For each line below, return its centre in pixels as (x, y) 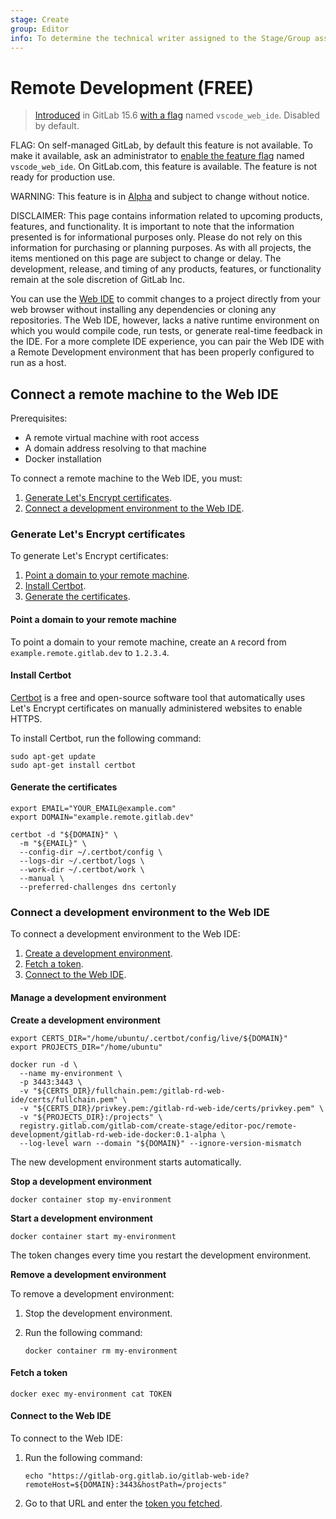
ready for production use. (63, 177)
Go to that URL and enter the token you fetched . (123, 1503)
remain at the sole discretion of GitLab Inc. (97, 280)
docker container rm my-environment (101, 1351)
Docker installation (63, 459)
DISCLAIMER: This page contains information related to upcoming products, (166, 216)
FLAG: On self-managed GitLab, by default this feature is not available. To (161, 145)
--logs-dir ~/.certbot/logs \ (82, 861)
